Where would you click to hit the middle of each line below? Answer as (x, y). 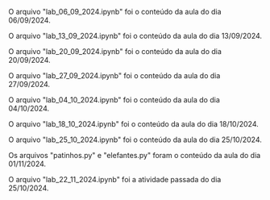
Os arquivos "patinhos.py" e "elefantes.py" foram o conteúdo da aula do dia (135, 155)
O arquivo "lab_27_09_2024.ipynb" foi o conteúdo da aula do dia (114, 75)
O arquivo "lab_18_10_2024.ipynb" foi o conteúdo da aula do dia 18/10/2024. (134, 124)
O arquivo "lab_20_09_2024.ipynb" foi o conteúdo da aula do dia (115, 51)
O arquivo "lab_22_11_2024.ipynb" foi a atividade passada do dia (115, 179)
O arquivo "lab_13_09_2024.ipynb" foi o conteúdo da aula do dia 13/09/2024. (135, 36)
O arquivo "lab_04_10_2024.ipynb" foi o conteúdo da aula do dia (114, 100)
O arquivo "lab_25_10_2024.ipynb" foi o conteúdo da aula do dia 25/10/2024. (135, 140)
